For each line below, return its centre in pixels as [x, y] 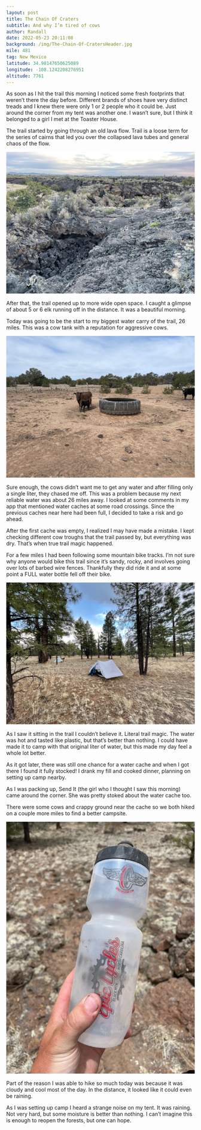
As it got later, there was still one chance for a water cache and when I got [98, 765]
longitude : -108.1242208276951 [45, 70]
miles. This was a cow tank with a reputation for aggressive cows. [87, 327]
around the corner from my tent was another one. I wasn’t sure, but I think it [99, 113]
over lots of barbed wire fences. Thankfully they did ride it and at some [94, 568]
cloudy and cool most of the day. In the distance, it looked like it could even [99, 1090]
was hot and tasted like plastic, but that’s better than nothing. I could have [97, 740]
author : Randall [26, 32]
